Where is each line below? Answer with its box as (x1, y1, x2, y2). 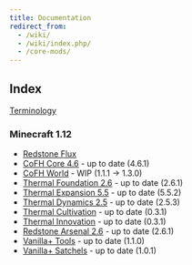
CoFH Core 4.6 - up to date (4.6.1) (22, 158, 150, 169)
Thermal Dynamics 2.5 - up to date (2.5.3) (22, 197, 180, 208)
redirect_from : (9, 22, 67, 31)
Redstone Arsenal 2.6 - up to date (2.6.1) (22, 226, 175, 237)
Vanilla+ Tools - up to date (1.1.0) (22, 236, 146, 247)
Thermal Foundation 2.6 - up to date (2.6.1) (22, 178, 184, 189)
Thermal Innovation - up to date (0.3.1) (22, 216, 167, 228)
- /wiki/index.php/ (17, 38, 92, 48)
